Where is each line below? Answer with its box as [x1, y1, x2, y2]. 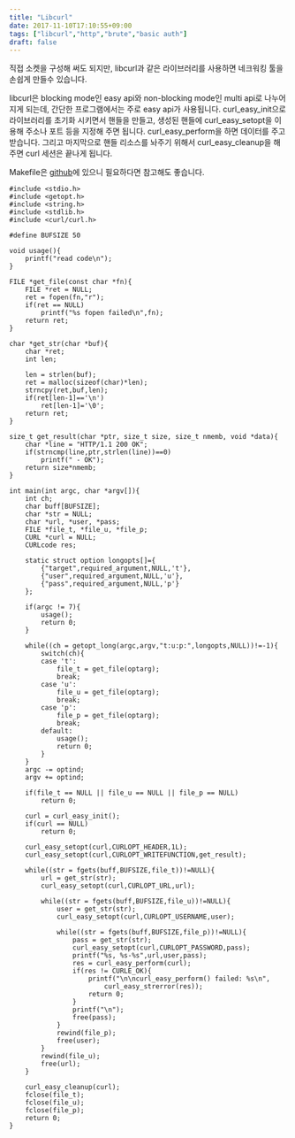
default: [41, 727, 73, 735]
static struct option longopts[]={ [25, 557, 156, 565]
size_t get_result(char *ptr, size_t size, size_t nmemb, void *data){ [9, 433, 278, 442]
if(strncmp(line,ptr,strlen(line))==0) [25, 448, 172, 457]
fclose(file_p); [25, 1106, 86, 1115]
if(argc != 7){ [25, 603, 81, 611]
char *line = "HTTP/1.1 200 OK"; [25, 440, 148, 450]
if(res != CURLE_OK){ [72, 966, 152, 976]
